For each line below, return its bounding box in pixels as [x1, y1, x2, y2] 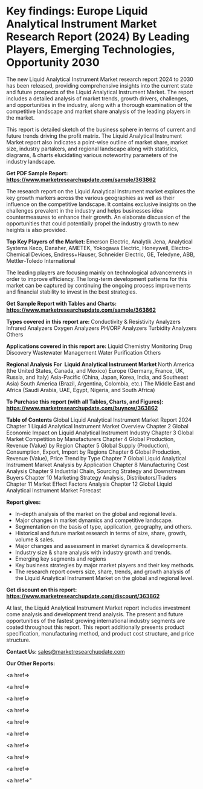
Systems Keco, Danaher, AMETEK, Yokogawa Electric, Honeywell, [6, 244, 170, 251]
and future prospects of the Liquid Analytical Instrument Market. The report [6, 88, 194, 95]
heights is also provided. [6, 226, 68, 233]
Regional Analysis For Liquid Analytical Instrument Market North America [6, 361, 195, 368]
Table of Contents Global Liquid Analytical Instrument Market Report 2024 [6, 416, 192, 423]
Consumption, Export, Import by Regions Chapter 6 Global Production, [6, 448, 181, 456]
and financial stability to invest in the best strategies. [6, 288, 137, 295]
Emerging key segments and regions [14, 555, 106, 562]
